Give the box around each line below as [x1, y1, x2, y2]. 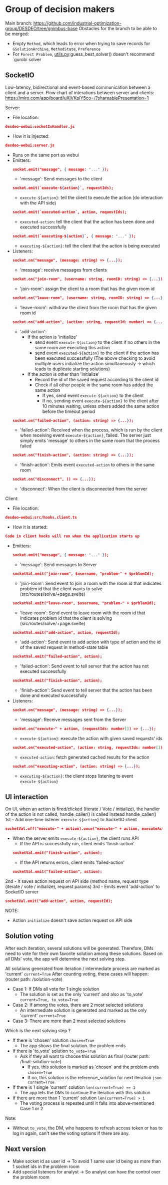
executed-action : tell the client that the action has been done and [19, 219, 154, 225]
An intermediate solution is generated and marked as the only [19, 1007, 147, 1013]
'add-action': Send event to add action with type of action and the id [19, 639, 161, 645]
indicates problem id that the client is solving [19, 615, 112, 621]
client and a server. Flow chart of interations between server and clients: [5, 89, 154, 96]
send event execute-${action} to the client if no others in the [34, 339, 160, 345]
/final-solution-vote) [19, 1058, 61, 1064]
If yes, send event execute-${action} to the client [42, 392, 144, 398]
